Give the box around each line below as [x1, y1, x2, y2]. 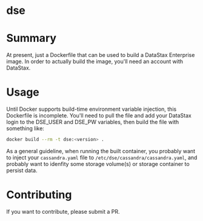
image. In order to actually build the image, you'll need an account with [6, 58, 184, 65]
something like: [6, 125, 44, 132]
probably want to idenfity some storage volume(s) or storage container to [6, 160, 190, 167]
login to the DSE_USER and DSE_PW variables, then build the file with [6, 119, 179, 126]
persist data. [6, 167, 38, 174]
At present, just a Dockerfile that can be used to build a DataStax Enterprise [6, 51, 195, 59]
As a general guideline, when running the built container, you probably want [6, 147, 196, 154]
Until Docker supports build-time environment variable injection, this [6, 105, 177, 113]
